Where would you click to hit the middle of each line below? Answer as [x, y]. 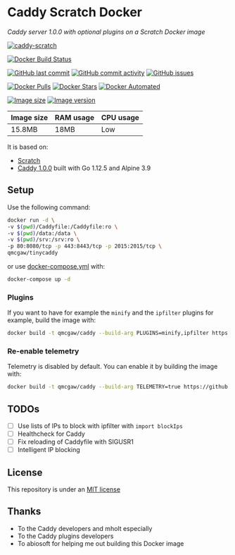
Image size [29, 117]
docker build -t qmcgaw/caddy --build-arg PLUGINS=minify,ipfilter [108, 333]
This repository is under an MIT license [64, 489]
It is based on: [28, 147]
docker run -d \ [31, 220]
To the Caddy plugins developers [65, 536]
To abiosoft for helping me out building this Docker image [101, 543]
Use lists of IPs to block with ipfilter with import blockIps [100, 426]
